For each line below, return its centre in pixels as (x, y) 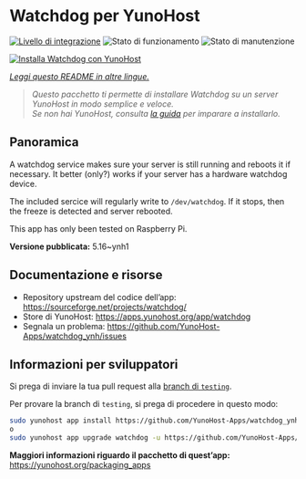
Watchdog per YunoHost (105, 16)
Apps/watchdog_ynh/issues (75, 336)
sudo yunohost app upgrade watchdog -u (85, 438)
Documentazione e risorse (86, 275)
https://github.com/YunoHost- (163, 326)
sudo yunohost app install (61, 421)
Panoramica (44, 142)
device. (23, 183)
